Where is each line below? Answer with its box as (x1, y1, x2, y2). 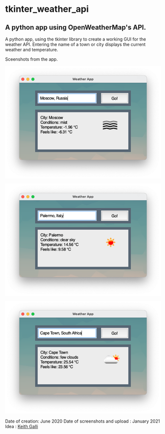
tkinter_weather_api (5, 3, 89, 15)
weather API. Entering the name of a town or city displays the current (5, 41, 146, 47)
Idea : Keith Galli (5, 424, 39, 430)
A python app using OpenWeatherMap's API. (5, 23, 146, 32)
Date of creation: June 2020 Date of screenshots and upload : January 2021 (5, 418, 160, 424)
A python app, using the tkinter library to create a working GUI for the (5, 36, 146, 42)
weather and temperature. (5, 47, 58, 52)
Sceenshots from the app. (5, 56, 58, 62)
